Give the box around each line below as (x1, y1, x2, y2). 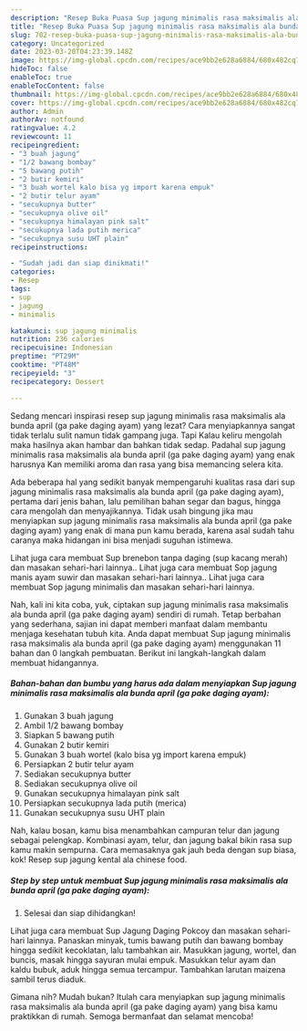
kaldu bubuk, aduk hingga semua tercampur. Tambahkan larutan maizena (10, 964, 286, 975)
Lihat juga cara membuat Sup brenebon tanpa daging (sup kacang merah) (10, 552, 289, 563)
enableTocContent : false (10, 81, 105, 90)
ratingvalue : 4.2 (10, 124, 77, 133)
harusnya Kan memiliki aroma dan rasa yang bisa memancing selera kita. (10, 458, 283, 470)
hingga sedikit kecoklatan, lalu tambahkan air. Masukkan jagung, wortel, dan (10, 945, 297, 956)
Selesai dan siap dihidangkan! (23, 908, 136, 919)
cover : (10, 98, 36, 108)
